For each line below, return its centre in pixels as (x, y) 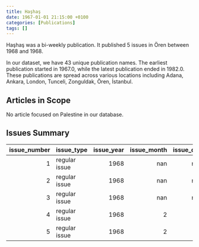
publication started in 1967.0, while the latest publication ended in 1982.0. (95, 69)
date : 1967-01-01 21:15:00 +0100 (47, 17)
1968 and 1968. (25, 52)
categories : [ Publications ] (41, 23)
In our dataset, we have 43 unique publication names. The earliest (87, 63)
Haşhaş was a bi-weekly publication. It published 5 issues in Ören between (98, 45)
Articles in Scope (38, 100)
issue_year (109, 150)
